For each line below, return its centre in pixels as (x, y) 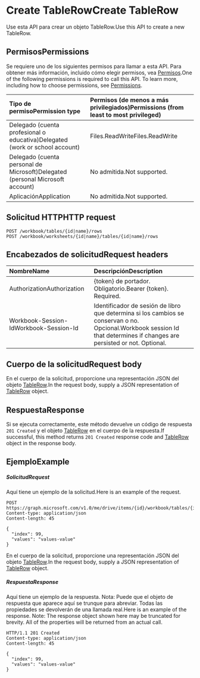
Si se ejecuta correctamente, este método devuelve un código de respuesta (99, 424)
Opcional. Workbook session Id (137, 328)
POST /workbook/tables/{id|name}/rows (54, 231)
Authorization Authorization (47, 289)
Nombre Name (29, 271)
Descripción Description (128, 271)
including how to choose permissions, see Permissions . (74, 85)
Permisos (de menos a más (129, 100)
